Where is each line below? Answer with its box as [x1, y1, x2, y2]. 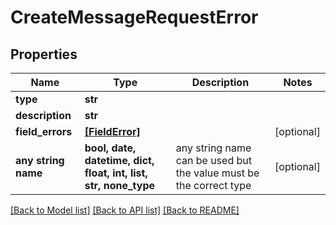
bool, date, [84, 141, 137, 155]
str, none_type [84, 179, 156, 192]
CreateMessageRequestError [10, 6, 259, 29]
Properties [10, 46, 78, 63]
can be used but [175, 154, 252, 167]
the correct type [175, 179, 252, 192]
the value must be [175, 166, 260, 180]
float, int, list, [84, 166, 148, 180]
